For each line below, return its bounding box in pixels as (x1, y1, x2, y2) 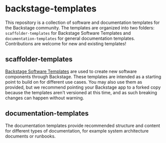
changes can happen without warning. (5, 95, 84, 101)
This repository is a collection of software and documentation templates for (5, 19, 160, 25)
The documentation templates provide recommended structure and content (5, 123, 161, 129)
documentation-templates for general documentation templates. (5, 35, 136, 41)
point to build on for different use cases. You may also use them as (5, 79, 143, 85)
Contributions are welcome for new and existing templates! (5, 40, 126, 46)
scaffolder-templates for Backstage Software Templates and (5, 30, 131, 36)
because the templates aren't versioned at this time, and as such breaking (5, 89, 158, 95)
